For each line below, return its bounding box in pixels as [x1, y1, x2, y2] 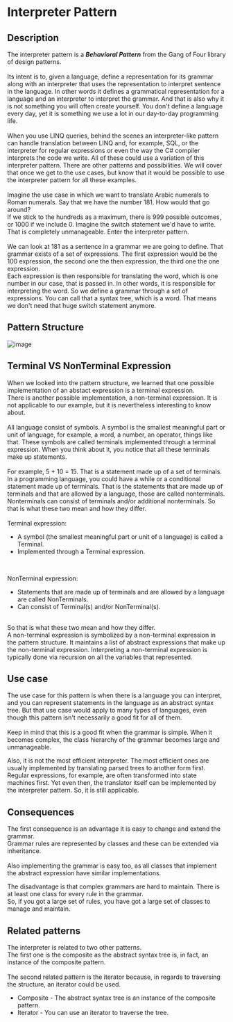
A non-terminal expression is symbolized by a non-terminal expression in [7, 631, 216, 639]
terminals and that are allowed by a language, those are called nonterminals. [7, 489, 225, 498]
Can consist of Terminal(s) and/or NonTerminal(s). [17, 602, 161, 610]
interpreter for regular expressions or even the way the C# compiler [7, 147, 200, 154]
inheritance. [7, 847, 42, 855]
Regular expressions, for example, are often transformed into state [7, 771, 197, 779]
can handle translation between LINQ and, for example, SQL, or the [7, 139, 199, 147]
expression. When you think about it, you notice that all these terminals [7, 445, 210, 453]
